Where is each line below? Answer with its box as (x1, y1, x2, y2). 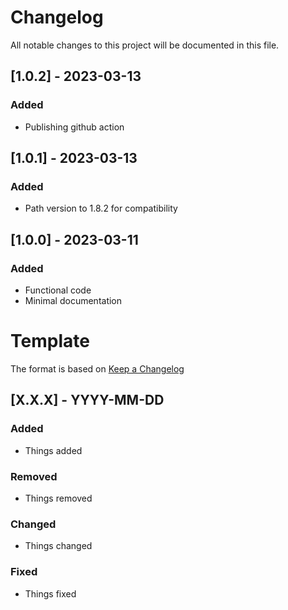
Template (10, 330, 90, 353)
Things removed (24, 492, 93, 504)
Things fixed (24, 587, 77, 600)
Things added (24, 444, 83, 456)
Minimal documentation (24, 295, 123, 306)
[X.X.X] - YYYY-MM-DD (10, 392, 165, 409)
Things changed (24, 540, 93, 552)
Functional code (24, 284, 92, 296)
